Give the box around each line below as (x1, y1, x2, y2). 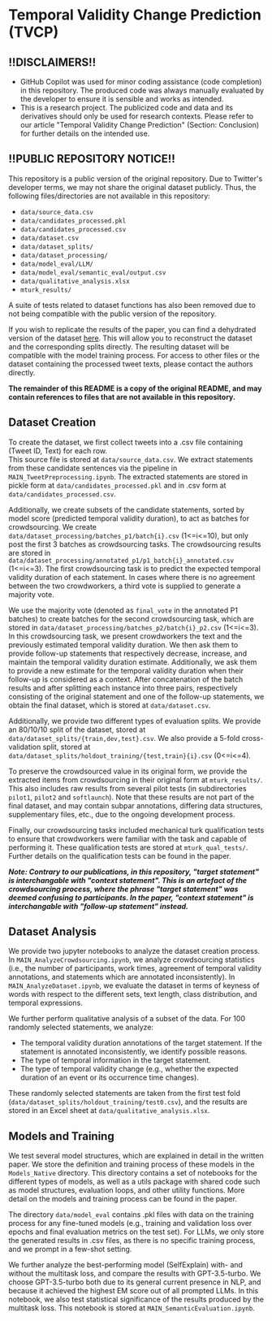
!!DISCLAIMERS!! (8, 55, 97, 69)
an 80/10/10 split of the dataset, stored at (8, 725, 146, 734)
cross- (241, 733, 264, 743)
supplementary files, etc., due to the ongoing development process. (8, 809, 235, 819)
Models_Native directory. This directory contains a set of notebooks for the (8, 1168, 257, 1178)
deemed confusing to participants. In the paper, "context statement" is (8, 892, 254, 903)
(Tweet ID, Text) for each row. (8, 445, 108, 456)
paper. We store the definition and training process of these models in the (8, 1159, 255, 1169)
